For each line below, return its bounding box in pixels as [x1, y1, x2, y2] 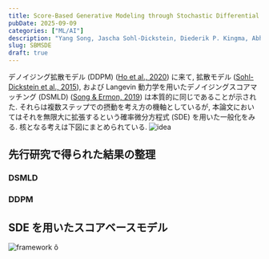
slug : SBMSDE [8, 42, 52, 50]
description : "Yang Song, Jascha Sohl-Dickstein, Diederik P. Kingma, [8, 34, 249, 42]
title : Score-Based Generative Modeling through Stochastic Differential [8, 11, 260, 20]
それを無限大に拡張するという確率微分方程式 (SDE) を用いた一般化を [22, 112, 249, 121]
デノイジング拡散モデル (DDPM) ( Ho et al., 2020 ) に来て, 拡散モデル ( [8, 72, 236, 81]
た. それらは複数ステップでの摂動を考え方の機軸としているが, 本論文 [8, 102, 234, 111]
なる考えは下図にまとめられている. [33, 122, 148, 132]
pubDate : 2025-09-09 [8, 19, 78, 27]
